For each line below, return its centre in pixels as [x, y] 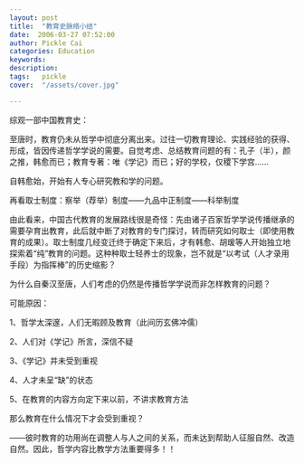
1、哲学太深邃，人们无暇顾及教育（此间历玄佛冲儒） [106, 322]
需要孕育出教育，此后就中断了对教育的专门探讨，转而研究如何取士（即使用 [148, 231]
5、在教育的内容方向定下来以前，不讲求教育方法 [99, 399]
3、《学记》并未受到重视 [53, 360]
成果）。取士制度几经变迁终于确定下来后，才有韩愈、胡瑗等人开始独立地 [158, 241]
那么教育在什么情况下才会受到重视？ [77, 418]
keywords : [28, 60]
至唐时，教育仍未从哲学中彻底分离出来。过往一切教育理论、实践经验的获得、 [152, 139]
